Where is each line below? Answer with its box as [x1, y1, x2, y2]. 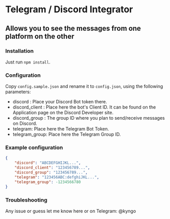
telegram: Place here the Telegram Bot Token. [12, 126, 109, 132]
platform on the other [5, 32, 75, 40]
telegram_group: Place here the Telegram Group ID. [12, 132, 121, 138]
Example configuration [5, 144, 63, 151]
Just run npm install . [5, 59, 51, 65]
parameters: [5, 89, 31, 95]
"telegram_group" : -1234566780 [14, 179, 81, 185]
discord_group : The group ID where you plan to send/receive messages [12, 115, 165, 121]
